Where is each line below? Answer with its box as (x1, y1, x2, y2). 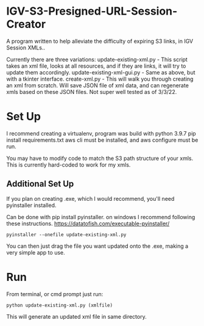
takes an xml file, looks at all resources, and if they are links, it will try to (6, 62, 186, 70)
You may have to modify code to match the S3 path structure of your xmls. (6, 154, 194, 162)
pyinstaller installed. (6, 201, 57, 209)
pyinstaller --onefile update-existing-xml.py (6, 231, 127, 237)
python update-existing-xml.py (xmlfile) (6, 302, 113, 308)
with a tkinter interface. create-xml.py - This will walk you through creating (6, 75, 194, 82)
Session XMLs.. (6, 44, 46, 51)
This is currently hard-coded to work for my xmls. (6, 161, 131, 168)
